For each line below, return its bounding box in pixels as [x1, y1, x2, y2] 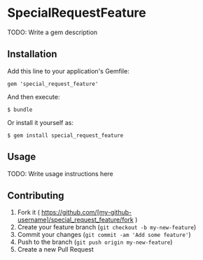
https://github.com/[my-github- [41, 208, 132, 217]
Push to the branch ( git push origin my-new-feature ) [17, 238, 173, 246]
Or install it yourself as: [7, 118, 73, 127]
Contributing [7, 189, 64, 201]
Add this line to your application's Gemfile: [7, 66, 129, 75]
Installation [7, 48, 57, 60]
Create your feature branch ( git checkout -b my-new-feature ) [17, 223, 197, 231]
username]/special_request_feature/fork [17, 215, 134, 224]
